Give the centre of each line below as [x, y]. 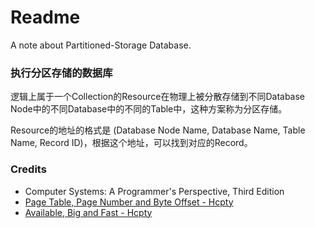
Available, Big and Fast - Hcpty [88, 212]
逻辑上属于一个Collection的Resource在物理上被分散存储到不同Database [158, 97]
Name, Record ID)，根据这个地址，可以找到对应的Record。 [131, 143]
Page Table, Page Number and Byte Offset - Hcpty [129, 202]
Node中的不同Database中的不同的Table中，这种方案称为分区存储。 [149, 109]
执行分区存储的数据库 [61, 73]
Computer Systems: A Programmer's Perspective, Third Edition [154, 191]
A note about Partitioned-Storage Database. [101, 45]
